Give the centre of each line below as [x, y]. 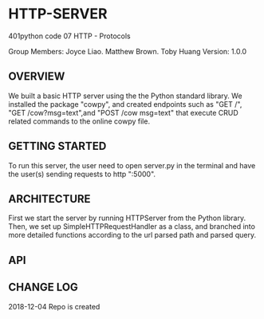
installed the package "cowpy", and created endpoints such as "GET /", [125, 104]
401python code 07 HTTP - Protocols [70, 36]
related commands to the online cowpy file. [79, 121]
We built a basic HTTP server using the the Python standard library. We [125, 96]
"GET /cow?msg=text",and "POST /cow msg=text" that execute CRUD [124, 112]
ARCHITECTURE [49, 199]
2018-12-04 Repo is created [54, 306]
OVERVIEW [37, 77]
